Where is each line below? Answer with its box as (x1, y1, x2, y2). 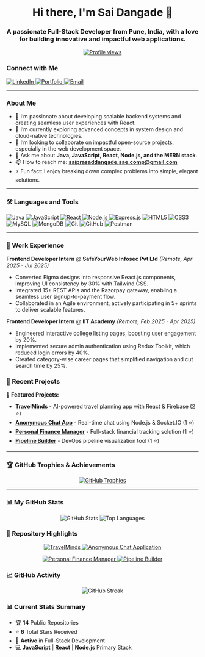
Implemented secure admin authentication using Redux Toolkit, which (15, 342, 190, 350)
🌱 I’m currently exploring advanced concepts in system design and (15, 126, 184, 133)
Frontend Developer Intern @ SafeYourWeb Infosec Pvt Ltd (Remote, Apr (6, 255, 193, 262)
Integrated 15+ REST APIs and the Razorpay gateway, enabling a (15, 286, 177, 293)
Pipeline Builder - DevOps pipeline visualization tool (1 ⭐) (15, 437, 160, 444)
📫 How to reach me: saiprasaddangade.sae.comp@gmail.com (15, 159, 178, 166)
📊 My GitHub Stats (6, 498, 64, 507)
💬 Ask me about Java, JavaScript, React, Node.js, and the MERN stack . (15, 152, 198, 159)
